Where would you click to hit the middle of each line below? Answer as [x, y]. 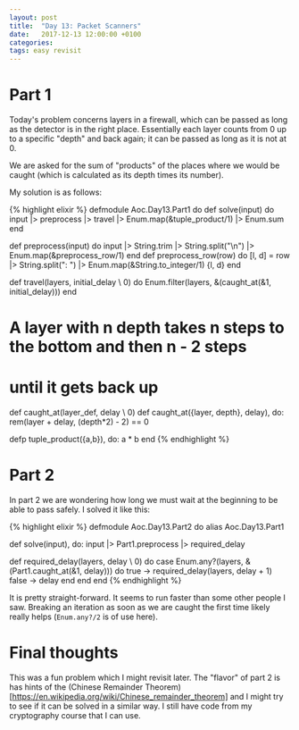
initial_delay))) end [43, 292]
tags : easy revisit [46, 51]
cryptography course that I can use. [75, 716]
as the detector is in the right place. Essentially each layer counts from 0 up [148, 130]
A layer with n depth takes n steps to [147, 328]
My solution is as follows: [56, 192]
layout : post [33, 17]
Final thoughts [64, 653]
